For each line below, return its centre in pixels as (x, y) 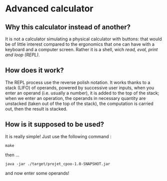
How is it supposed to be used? (55, 125)
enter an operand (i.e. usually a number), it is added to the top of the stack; (82, 93)
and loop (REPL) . (22, 55)
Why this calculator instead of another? (68, 27)
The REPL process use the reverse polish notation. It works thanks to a (78, 82)
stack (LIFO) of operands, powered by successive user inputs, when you (80, 88)
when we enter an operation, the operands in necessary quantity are (76, 98)
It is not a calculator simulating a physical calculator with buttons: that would (83, 39)
